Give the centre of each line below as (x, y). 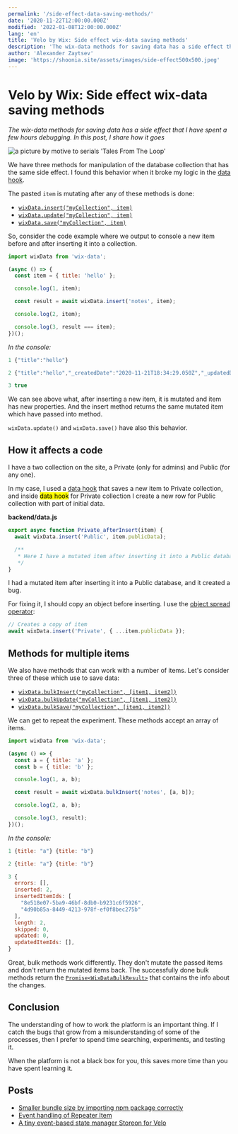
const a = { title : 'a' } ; (54, 760)
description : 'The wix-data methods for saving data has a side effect (115, 47)
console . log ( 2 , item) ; (48, 314)
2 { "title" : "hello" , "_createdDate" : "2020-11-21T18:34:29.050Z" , (105, 373)
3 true (18, 386)
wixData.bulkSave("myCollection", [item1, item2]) (94, 707)
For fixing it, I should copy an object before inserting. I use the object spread (119, 604)
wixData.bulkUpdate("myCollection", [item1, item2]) (97, 699)
